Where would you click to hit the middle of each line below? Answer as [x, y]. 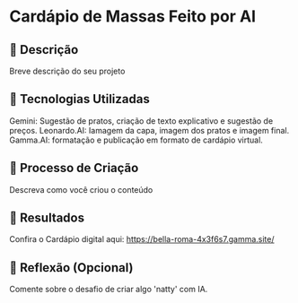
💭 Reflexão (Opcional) [71, 268]
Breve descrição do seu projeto [67, 71]
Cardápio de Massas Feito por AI [133, 17]
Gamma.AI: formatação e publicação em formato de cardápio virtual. [136, 140]
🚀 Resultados [47, 218]
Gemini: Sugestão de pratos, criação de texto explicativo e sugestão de [141, 121]
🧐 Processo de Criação [74, 168]
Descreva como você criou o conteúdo [81, 189]
